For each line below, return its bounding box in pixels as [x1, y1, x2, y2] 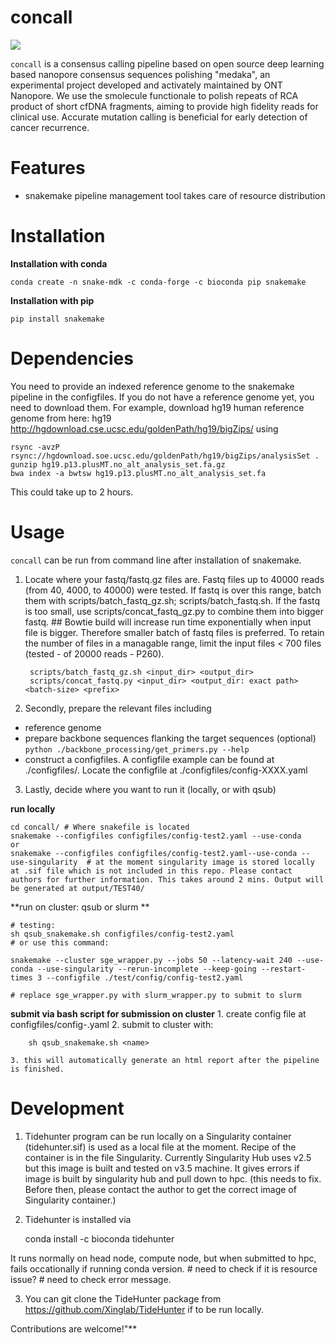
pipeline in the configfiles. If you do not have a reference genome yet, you [10, 391, 315, 403]
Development [10, 1097, 125, 1120]
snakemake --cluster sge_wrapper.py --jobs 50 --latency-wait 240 [10, 955, 293, 965]
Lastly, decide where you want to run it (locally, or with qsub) [24, 783, 277, 795]
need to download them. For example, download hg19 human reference [10, 401, 305, 413]
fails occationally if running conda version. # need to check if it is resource [10, 1262, 318, 1275]
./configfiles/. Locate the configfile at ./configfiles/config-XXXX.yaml [24, 764, 308, 776]
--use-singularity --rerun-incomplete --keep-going [36, 964, 257, 974]
